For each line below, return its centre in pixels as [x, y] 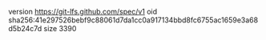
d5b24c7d [25, 28]
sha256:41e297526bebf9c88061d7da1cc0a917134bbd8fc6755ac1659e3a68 [133, 20]
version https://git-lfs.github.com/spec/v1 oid [83, 12]
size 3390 [60, 28]
